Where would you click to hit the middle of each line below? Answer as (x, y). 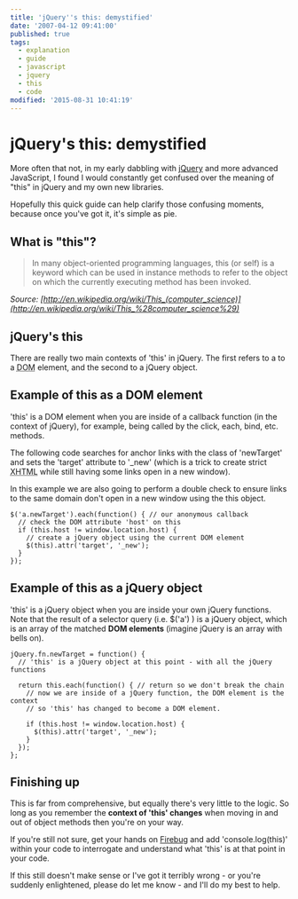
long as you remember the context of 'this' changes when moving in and (144, 813)
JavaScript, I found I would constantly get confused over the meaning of (142, 177)
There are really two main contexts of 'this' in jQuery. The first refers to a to (148, 358)
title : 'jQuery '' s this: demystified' (82, 17)
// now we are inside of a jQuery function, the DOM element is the (155, 693)
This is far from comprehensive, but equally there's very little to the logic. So (150, 803)
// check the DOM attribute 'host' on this (99, 522)
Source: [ (27, 299)
